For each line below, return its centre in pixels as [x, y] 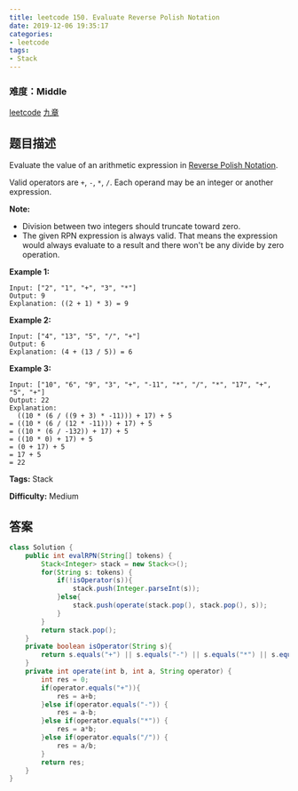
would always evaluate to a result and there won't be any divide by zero [153, 245]
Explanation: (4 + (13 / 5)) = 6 [71, 352]
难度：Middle [38, 92]
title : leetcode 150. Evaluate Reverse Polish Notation [114, 17]
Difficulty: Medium [44, 496]
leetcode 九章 [34, 113]
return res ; [63, 762]
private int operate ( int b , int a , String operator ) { [129, 672]
